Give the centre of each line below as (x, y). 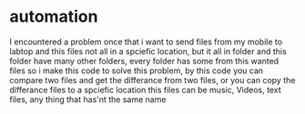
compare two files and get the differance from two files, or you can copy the (152, 80)
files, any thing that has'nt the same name (88, 99)
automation (54, 17)
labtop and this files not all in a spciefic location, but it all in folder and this (148, 51)
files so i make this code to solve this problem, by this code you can (137, 71)
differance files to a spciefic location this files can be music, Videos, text (145, 90)
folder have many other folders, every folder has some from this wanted (144, 61)
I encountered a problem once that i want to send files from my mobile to (146, 42)
